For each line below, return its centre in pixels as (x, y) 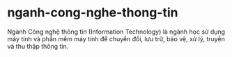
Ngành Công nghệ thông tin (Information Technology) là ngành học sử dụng (116, 32)
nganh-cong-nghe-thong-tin (93, 13)
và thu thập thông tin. (38, 46)
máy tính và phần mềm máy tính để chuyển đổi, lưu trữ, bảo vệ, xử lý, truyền (116, 38)
